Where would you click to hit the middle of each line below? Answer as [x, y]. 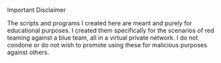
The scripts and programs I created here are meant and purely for [100, 23]
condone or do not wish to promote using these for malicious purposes [107, 45]
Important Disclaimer [37, 10]
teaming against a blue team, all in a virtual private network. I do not [103, 38]
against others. [28, 52]
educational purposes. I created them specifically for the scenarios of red [110, 30]
